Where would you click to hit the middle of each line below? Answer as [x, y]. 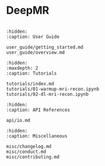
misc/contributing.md [33, 157]
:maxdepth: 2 [22, 68]
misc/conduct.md [26, 152]
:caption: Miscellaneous [37, 136]
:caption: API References [38, 110]
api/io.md [18, 120]
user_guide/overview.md [36, 52]
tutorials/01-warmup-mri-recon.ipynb [53, 89]
